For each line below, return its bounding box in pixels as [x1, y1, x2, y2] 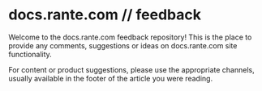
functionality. [8, 49, 53, 59]
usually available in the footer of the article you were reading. [8, 73, 213, 83]
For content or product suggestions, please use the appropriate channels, [8, 64, 255, 74]
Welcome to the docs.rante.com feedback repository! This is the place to [8, 32, 252, 42]
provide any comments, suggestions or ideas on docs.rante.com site [8, 40, 238, 50]
